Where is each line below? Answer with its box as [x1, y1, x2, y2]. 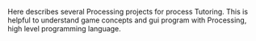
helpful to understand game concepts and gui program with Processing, [7, 15, 247, 25]
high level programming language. [7, 24, 122, 33]
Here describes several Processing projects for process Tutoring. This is [7, 7, 248, 16]
